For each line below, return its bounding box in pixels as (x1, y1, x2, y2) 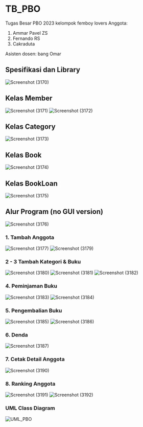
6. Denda (5, 331, 28, 338)
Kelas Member (5, 94, 53, 103)
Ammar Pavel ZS (12, 30, 48, 36)
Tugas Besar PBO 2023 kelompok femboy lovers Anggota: (5, 20, 128, 26)
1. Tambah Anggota (5, 234, 55, 241)
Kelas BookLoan (5, 179, 58, 188)
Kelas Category (5, 122, 56, 131)
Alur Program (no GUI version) (5, 208, 104, 216)
